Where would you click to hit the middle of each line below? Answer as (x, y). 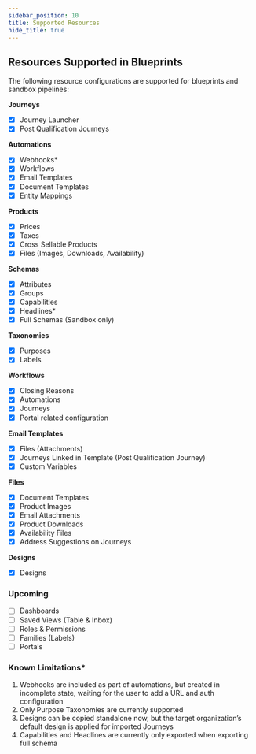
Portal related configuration (64, 418)
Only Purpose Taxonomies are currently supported (101, 710)
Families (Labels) (47, 637)
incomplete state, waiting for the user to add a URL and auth (117, 693)
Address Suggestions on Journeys (75, 542)
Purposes (35, 351)
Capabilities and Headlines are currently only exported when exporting (134, 735)
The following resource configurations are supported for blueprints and (123, 81)
